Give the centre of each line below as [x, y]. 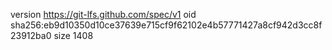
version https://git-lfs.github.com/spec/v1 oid [103, 14]
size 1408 [73, 35]
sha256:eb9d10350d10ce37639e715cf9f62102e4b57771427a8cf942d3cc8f [166, 25]
